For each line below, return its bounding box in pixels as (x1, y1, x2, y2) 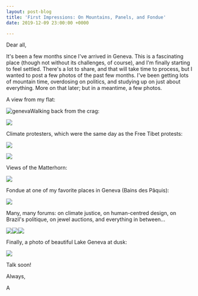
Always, (6, 273, 26, 280)
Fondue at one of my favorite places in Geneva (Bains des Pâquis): (6, 187, 169, 194)
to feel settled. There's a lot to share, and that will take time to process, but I (6, 66, 193, 73)
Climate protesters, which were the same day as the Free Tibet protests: (6, 130, 183, 138)
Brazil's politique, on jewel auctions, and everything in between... (6, 216, 165, 223)
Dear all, (6, 41, 27, 48)
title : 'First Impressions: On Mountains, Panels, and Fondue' (6, 14, 166, 20)
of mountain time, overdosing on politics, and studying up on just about (6, 78, 181, 85)
